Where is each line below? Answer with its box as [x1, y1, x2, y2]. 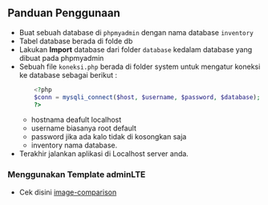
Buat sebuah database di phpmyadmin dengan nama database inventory [18, 27, 254, 37]
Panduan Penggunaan [7, 6, 121, 20]
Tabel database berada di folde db [18, 36, 133, 46]
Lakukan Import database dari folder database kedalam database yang [18, 44, 253, 54]
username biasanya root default [30, 123, 137, 133]
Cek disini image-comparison [18, 187, 117, 197]
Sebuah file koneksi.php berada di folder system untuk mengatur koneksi [18, 62, 261, 71]
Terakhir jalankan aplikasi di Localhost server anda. [18, 149, 189, 159]
